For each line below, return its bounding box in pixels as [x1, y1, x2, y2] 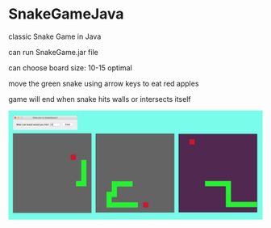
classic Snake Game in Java [8, 32, 102, 41]
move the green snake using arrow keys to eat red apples [8, 78, 199, 88]
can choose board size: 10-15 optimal [8, 62, 133, 73]
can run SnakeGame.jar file [8, 47, 98, 57]
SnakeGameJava [8, 5, 124, 23]
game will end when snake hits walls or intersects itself [8, 94, 191, 103]
